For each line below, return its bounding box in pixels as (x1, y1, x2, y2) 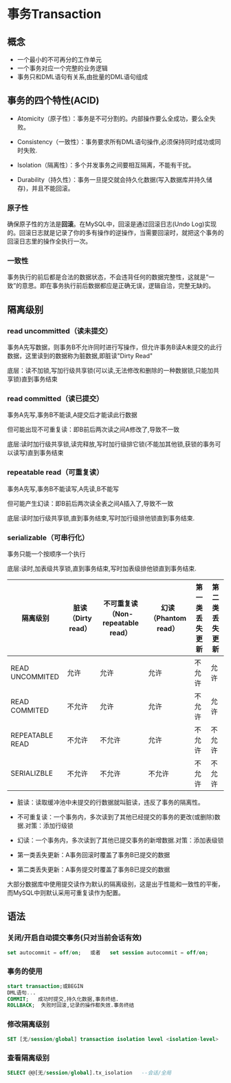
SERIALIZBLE (10, 768, 54, 778)
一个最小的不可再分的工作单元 (16, 56, 102, 63)
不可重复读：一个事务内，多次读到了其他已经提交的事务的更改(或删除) (16, 812, 215, 821)
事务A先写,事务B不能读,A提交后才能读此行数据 (7, 411, 137, 419)
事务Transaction (7, 6, 102, 22)
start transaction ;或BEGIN (7, 982, 84, 989)
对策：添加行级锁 (25, 821, 74, 829)
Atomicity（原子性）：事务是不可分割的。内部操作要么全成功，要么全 (16, 114, 210, 123)
